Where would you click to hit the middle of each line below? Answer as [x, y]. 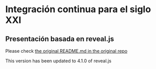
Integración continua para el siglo [78, 9]
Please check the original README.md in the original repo [66, 51]
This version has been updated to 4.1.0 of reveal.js [59, 61]
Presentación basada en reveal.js [60, 39]
